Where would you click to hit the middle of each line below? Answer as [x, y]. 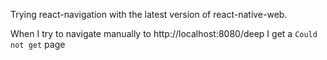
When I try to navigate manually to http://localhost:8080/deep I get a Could [164, 33]
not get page [38, 44]
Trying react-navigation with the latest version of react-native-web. [149, 14]
